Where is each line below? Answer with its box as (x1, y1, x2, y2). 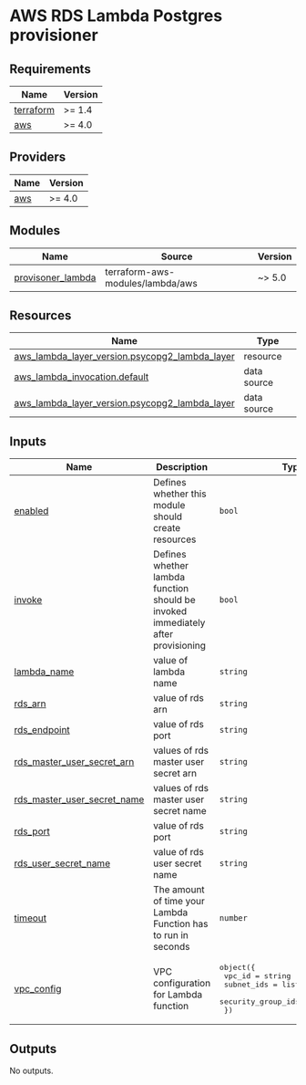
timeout (14, 912, 47, 924)
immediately (153, 617, 206, 630)
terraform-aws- (104, 266, 176, 278)
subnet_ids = (223, 980, 278, 990)
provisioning (153, 640, 207, 652)
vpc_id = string (223, 971, 291, 981)
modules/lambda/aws (104, 276, 198, 289)
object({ (219, 963, 256, 973)
